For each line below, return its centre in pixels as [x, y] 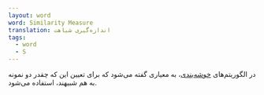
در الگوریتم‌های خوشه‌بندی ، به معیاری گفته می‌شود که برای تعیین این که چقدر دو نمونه [132, 74]
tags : [17, 37]
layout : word [30, 15]
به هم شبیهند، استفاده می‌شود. [52, 82]
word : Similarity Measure [50, 23]
